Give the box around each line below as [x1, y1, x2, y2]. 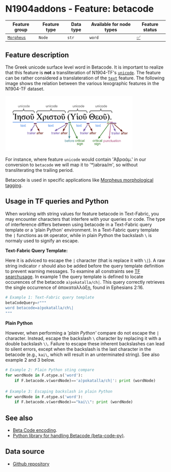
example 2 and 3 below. [5, 357, 55, 363]
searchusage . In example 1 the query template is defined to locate [5, 273, 144, 280]
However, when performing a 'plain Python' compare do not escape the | [5, 330, 159, 336]
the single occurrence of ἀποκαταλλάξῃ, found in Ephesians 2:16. [5, 284, 144, 290]
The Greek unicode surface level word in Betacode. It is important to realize [5, 64, 164, 70]
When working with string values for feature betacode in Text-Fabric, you [5, 211, 159, 217]
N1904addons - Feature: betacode [5, 3, 154, 15]
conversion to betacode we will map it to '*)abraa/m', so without [5, 161, 138, 168]
